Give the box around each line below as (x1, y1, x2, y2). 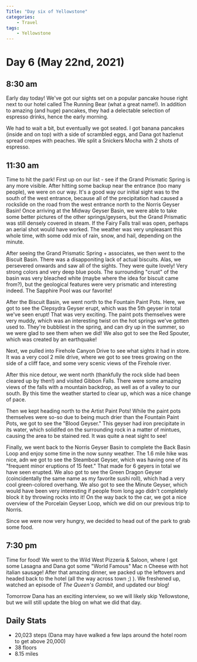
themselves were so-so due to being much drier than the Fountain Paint (6, 413, 179, 420)
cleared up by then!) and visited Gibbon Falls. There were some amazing (6, 377, 182, 384)
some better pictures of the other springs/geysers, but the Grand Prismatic (6, 213, 187, 220)
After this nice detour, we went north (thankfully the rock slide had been (6, 371, 180, 378)
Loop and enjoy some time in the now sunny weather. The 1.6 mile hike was (6, 450, 188, 457)
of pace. (6, 396, 26, 403)
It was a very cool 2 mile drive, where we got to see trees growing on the (6, 353, 182, 360)
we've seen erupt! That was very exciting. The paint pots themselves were (6, 310, 186, 318)
